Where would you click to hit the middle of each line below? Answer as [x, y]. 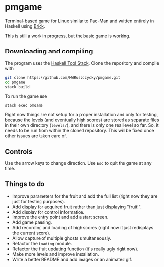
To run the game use [26, 96]
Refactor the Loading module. [42, 243]
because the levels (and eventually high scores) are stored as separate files [82, 120]
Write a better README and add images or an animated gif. [72, 259]
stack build [17, 87]
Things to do [25, 184]
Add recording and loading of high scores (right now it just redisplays [83, 227]
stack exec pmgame [24, 106]
